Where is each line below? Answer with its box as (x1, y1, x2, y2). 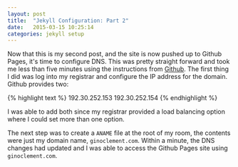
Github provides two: (7, 80, 69, 89)
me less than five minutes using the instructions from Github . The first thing (7, 65, 229, 73)
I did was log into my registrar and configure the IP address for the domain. (7, 72, 228, 81)
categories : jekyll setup (7, 30, 84, 38)
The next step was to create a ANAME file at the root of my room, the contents (7, 129, 231, 137)
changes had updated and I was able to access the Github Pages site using (7, 144, 228, 153)
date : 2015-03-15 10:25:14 (7, 23, 94, 31)
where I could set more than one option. (7, 115, 125, 124)
